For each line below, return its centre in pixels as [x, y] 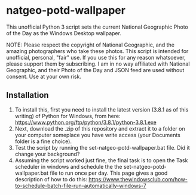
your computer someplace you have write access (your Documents [97, 135]
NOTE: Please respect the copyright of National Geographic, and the [91, 45]
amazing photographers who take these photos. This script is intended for [97, 51]
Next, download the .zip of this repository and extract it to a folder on [100, 128]
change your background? [47, 154]
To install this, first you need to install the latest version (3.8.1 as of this [102, 109]
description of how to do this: [51, 179]
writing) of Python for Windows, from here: [68, 116]
